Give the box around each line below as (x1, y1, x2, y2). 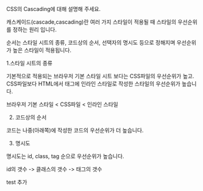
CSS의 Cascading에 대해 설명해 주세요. (6, 5, 101, 12)
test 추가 (6, 179, 27, 186)
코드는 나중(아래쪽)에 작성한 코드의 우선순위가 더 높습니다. (6, 127, 144, 134)
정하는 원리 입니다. (12, 26, 57, 33)
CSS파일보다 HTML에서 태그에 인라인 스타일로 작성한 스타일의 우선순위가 (6, 80, 181, 87)
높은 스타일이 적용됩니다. (12, 46, 72, 54)
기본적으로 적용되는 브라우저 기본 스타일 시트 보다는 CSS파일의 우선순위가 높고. (6, 73, 194, 79)
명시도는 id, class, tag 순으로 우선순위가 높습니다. (6, 153, 124, 160)
